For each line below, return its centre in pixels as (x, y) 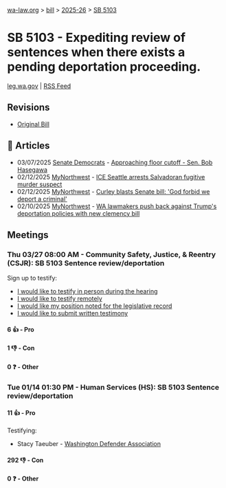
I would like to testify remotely (60, 299)
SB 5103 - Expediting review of (97, 38)
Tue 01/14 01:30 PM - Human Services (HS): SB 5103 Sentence (113, 387)
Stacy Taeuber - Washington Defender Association (89, 444)
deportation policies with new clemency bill (78, 213)
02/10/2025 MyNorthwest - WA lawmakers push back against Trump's (117, 206)
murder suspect (39, 184)
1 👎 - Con (21, 348)
